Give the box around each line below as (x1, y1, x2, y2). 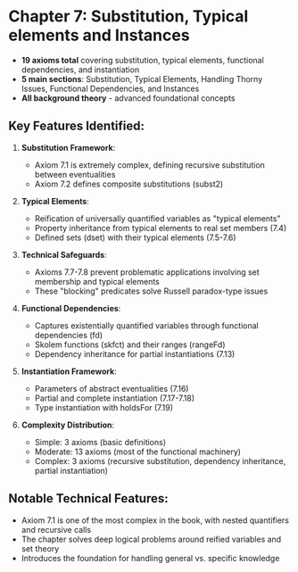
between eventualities (34, 169, 116, 179)
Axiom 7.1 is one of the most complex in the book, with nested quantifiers (21, 515, 289, 526)
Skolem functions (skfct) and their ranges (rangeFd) (34, 339, 226, 350)
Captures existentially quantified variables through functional (34, 319, 260, 331)
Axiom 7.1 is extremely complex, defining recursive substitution (34, 159, 265, 170)
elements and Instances (8, 25, 190, 46)
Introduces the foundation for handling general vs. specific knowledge (21, 552, 280, 563)
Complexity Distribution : (21, 419, 115, 430)
